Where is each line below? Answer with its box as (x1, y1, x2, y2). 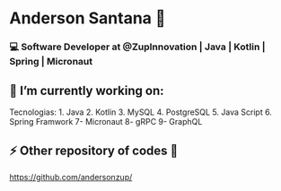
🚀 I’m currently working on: (9, 82, 164, 98)
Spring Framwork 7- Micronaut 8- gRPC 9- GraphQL (9, 116, 203, 126)
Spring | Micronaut (9, 56, 92, 68)
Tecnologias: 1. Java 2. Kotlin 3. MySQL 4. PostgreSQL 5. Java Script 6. (9, 107, 272, 117)
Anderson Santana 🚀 (9, 8, 166, 29)
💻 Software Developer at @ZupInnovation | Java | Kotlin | (9, 40, 267, 53)
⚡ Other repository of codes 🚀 (9, 143, 179, 159)
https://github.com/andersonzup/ (9, 171, 133, 182)
